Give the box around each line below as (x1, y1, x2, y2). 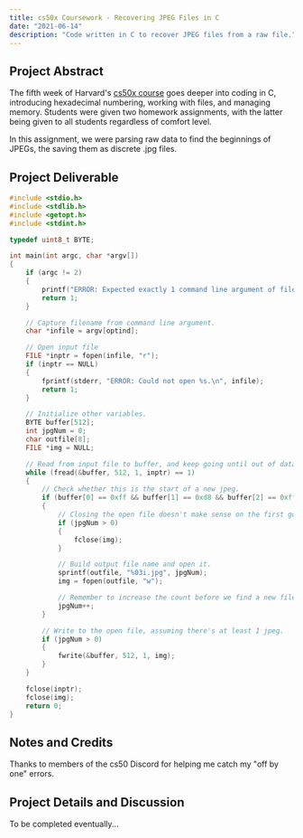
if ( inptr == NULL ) (25, 360, 99, 369)
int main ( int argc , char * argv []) (9, 251, 140, 260)
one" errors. (9, 768, 54, 779)
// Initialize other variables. (25, 410, 147, 419)
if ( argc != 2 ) (25, 268, 83, 278)
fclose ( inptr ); (25, 684, 83, 693)
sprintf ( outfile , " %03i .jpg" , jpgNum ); (57, 569, 207, 578)
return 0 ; (25, 701, 63, 711)
